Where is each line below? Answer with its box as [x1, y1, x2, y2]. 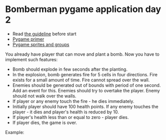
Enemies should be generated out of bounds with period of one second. [12, 82, 161, 88]
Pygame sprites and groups [12, 41, 69, 47]
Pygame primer [12, 36, 44, 42]
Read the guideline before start [12, 31, 76, 37]
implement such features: [5, 56, 58, 62]
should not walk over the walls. [12, 93, 76, 99]
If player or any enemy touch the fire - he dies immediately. [12, 98, 134, 104]
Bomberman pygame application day [5, 4, 161, 15]
